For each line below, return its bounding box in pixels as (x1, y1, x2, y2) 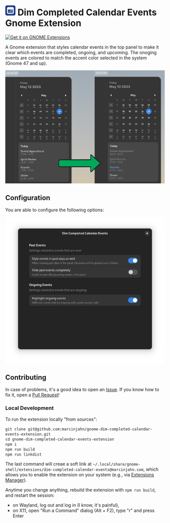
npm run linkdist (5, 452, 42, 457)
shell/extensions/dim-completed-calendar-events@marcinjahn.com (5, 467, 144, 472)
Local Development (5, 404, 54, 412)
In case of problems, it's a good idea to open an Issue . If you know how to (5, 387, 159, 393)
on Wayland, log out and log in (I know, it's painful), (12, 502, 120, 508)
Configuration (5, 193, 51, 202)
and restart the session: (5, 492, 55, 498)
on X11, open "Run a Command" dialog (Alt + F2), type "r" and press (12, 507, 155, 513)
